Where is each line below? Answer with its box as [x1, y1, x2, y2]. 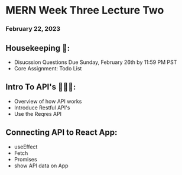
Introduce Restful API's [14, 104, 70, 111]
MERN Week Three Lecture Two [5, 4, 164, 17]
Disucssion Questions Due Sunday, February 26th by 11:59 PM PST [14, 59, 177, 66]
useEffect [14, 143, 38, 150]
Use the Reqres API [14, 110, 62, 117]
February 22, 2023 [5, 25, 60, 33]
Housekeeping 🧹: [5, 43, 70, 53]
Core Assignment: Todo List [14, 64, 82, 72]
